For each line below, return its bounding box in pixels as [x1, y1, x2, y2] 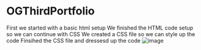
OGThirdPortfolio [6, 4, 95, 18]
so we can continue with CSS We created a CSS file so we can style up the [6, 30, 195, 37]
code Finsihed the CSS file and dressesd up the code [6, 37, 141, 44]
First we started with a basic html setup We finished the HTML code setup [6, 24, 194, 31]
